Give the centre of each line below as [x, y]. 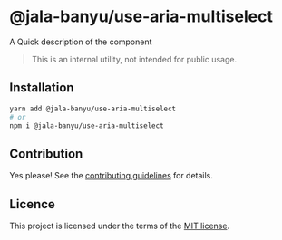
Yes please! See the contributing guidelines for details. [111, 176]
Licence [33, 204]
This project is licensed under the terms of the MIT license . [119, 226]
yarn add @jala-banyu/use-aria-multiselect [93, 109]
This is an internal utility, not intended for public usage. [134, 59]
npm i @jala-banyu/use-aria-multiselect [87, 125]
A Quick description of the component [81, 42]
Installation [42, 88]
